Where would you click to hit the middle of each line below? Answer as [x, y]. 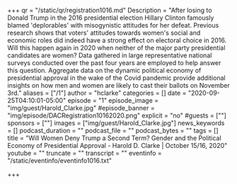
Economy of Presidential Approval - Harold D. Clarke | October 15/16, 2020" [117, 145]
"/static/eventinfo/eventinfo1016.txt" [59, 161]
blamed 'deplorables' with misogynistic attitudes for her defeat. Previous [113, 25]
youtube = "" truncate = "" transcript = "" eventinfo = [85, 153]
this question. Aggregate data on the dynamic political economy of [104, 70]
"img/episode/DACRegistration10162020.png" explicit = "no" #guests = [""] [117, 115]
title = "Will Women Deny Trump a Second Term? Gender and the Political [114, 138]
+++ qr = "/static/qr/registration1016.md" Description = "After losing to [110, 10]
